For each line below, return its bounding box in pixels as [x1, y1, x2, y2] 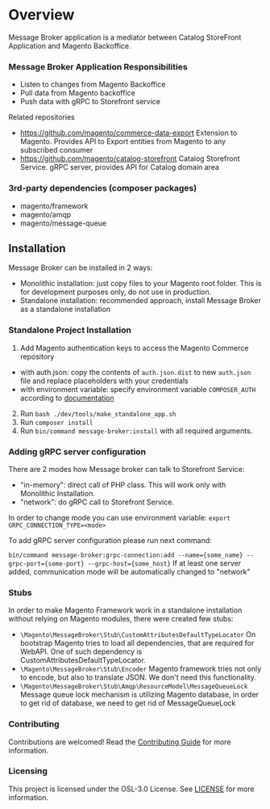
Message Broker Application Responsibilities [8, 61, 188, 72]
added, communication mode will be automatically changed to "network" [8, 567, 251, 576]
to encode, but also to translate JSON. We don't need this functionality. [19, 672, 256, 682]
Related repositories [8, 112, 75, 122]
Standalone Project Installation [8, 325, 131, 336]
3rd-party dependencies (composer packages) [8, 183, 197, 194]
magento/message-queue [19, 218, 107, 228]
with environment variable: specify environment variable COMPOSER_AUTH [19, 384, 256, 394]
